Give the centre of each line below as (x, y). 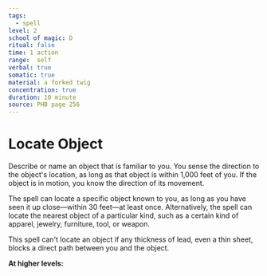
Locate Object (56, 144)
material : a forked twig (49, 82)
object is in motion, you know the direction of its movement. (106, 183)
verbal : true (30, 68)
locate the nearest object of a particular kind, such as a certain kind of (124, 215)
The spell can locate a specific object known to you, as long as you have (128, 199)
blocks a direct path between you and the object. (89, 248)
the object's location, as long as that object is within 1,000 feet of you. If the (133, 175)
